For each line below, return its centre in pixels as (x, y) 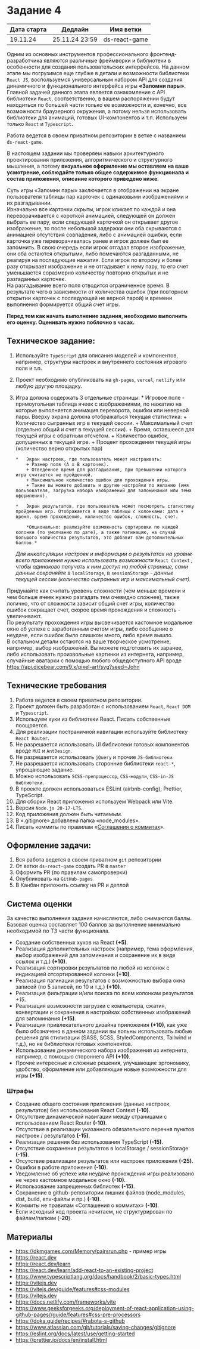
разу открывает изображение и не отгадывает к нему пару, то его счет (98, 266)
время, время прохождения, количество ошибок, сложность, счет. (97, 517)
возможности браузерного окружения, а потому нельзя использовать (97, 111)
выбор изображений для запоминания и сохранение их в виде (95, 955)
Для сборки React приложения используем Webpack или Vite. (95, 801)
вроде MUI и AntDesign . (44, 751)
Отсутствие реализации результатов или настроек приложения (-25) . (104, 1161)
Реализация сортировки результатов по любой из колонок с (92, 968)
